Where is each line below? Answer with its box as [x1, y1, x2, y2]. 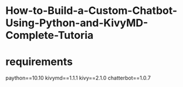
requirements [5, 55, 73, 68]
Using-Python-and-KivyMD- [5, 16, 148, 30]
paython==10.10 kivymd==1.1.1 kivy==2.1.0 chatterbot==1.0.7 [5, 74, 151, 82]
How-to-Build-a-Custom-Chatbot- [5, 4, 178, 17]
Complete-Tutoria [5, 29, 94, 42]
